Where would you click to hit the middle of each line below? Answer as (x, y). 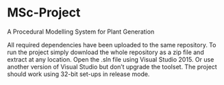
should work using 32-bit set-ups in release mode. (78, 74)
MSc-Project (44, 13)
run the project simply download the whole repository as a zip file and (105, 52)
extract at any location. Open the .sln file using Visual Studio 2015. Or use (111, 59)
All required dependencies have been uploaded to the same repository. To (112, 45)
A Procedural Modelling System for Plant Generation (81, 32)
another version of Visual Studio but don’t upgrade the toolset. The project (112, 66)
